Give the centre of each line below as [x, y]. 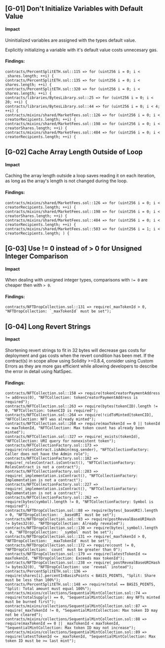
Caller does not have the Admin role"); [47, 454]
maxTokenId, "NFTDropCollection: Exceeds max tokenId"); [65, 559]
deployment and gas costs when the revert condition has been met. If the [80, 356]
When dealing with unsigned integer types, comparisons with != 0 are [76, 280]
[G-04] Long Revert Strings [48, 326]
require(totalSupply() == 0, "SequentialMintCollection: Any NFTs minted [83, 598]
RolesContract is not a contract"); [43, 467]
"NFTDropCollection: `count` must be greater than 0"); [64, 550]
